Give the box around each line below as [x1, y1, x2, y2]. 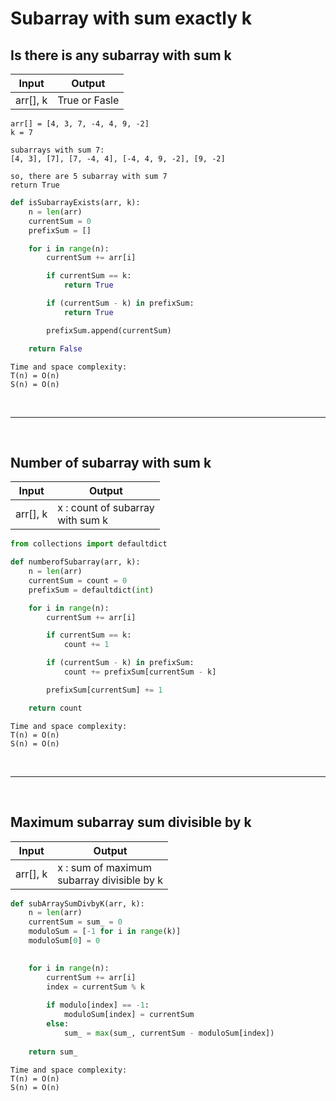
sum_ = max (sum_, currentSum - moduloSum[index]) [63, 1028, 275, 1038]
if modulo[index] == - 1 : [46, 1000, 150, 1011]
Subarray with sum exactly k [10, 7, 252, 30]
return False [28, 343, 83, 354]
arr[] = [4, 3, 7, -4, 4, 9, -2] [10, 119, 150, 129]
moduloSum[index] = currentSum [63, 1010, 195, 1020]
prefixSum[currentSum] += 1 [46, 685, 163, 695]
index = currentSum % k [46, 982, 145, 992]
